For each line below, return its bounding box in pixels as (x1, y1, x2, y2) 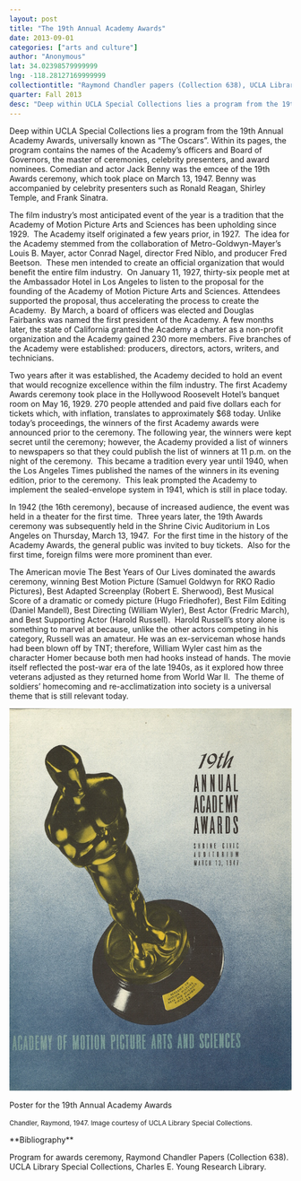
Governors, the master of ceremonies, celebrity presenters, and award (9, 153, 271, 165)
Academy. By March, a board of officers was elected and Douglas (9, 305, 254, 316)
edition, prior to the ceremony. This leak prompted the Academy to (9, 474, 257, 485)
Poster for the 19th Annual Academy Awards (9, 1099, 173, 1110)
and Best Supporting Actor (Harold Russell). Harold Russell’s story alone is (9, 614, 286, 625)
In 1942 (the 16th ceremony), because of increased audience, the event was (9, 501, 289, 512)
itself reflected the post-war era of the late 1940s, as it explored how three (9, 662, 284, 673)
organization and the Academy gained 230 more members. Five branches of (9, 333, 291, 344)
